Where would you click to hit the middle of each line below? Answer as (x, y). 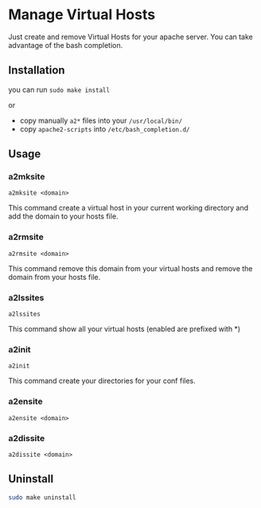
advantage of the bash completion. (66, 45)
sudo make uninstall (43, 497)
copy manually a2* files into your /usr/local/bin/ (101, 120)
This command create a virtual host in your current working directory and (129, 208)
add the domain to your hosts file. (63, 216)
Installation (37, 71)
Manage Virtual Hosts (82, 15)
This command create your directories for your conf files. (102, 381)
